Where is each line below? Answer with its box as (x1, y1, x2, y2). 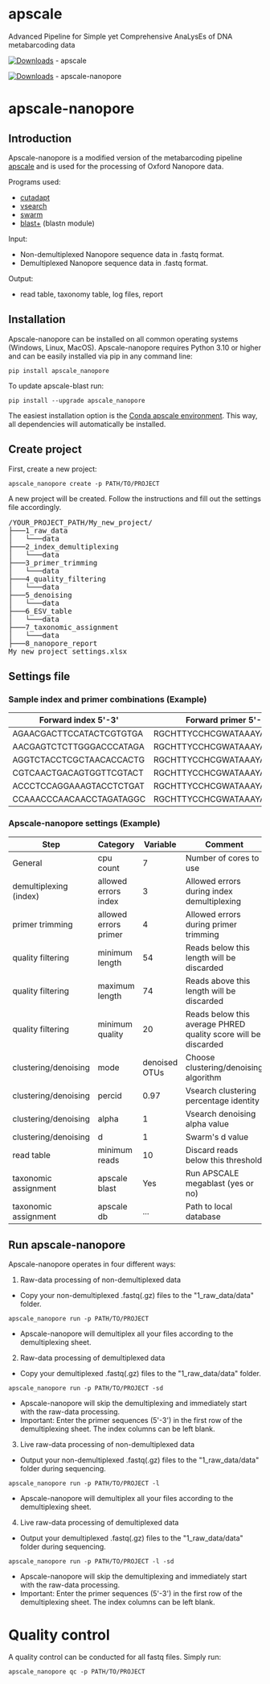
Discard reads (185, 1144, 239, 1155)
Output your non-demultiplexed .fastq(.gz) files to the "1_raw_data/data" (19, 1455, 260, 1465)
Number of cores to (185, 852, 260, 863)
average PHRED (185, 1018, 246, 1030)
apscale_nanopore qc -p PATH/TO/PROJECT (8, 1668, 146, 1676)
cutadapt (19, 193, 51, 202)
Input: (8, 234, 28, 243)
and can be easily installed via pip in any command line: (8, 351, 193, 361)
